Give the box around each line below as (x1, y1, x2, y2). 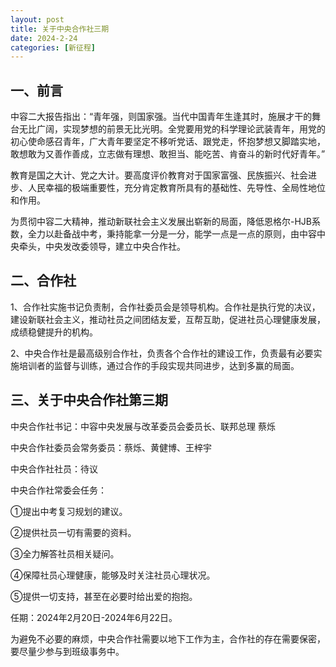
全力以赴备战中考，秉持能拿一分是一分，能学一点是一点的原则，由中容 (27, 228, 317, 240)
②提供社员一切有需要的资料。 (10, 526, 137, 538)
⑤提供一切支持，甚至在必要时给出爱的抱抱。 (10, 590, 198, 602)
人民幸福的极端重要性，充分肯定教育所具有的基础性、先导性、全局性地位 (27, 182, 326, 194)
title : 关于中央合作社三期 (10, 24, 110, 34)
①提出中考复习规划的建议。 (10, 505, 128, 517)
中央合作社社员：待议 (10, 462, 98, 475)
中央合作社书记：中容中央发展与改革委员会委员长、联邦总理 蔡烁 (10, 420, 276, 432)
